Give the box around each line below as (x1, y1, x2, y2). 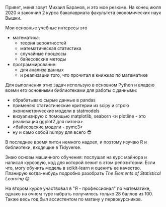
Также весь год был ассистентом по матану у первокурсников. (5, 196, 142, 202)
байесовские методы (20, 56, 66, 62)
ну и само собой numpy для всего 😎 (12, 129, 92, 135)
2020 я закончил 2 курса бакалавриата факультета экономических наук (5, 10, 161, 16)
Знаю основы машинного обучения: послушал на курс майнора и (5, 154, 147, 160)
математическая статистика (20, 45, 81, 51)
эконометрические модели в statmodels (12, 108, 100, 114)
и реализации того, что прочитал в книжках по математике (20, 72, 148, 78)
